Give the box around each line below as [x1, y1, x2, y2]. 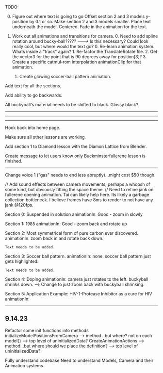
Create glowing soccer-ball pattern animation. [19, 74, 112, 79]
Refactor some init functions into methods [5, 327, 89, 333]
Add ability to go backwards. [5, 92, 63, 98]
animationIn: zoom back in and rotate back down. [5, 235, 104, 241]
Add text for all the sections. [5, 83, 62, 89]
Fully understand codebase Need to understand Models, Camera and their [5, 357, 154, 363]
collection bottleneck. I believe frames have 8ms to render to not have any [5, 197, 153, 203]
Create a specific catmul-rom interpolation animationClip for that [12, 59, 142, 65]
